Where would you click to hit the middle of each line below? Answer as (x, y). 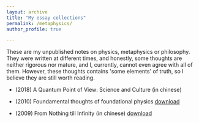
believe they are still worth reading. (51, 78)
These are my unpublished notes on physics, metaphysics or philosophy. (98, 52)
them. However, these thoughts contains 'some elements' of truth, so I (95, 72)
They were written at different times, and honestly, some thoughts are (94, 58)
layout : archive (27, 12)
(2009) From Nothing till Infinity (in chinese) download (83, 113)
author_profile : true (34, 29)
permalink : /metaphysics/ (39, 23)
